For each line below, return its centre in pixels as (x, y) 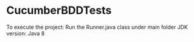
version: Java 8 (26, 33)
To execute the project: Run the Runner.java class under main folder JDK (97, 27)
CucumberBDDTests (59, 10)
